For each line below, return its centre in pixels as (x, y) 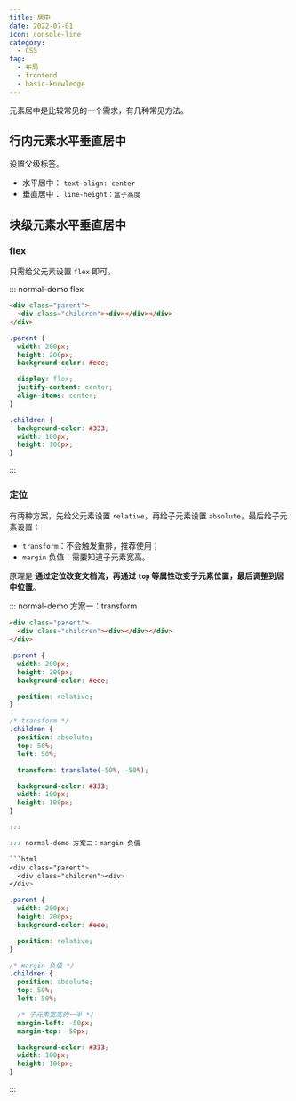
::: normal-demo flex (47, 290)
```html (24, 859)
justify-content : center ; (65, 387)
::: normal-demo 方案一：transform (73, 606)
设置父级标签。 (36, 164)
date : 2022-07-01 (41, 26)
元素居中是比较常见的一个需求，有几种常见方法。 (99, 110)
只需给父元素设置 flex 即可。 (62, 272)
